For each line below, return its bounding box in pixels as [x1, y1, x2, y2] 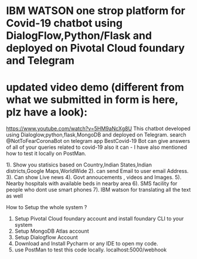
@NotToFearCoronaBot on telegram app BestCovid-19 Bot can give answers [6, 138, 191, 145]
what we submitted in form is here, [6, 93, 178, 107]
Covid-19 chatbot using [6, 16, 123, 30]
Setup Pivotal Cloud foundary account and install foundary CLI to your [14, 215, 184, 222]
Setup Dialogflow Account [14, 234, 78, 241]
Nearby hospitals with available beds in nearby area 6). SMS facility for [6, 180, 178, 187]
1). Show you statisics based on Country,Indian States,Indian [6, 161, 152, 168]
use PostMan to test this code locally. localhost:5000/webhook [14, 246, 167, 253]
